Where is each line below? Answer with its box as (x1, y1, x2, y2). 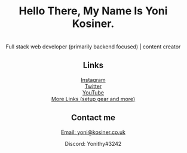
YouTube (82, 88, 105, 96)
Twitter (84, 82, 102, 90)
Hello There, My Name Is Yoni (19, 4, 168, 18)
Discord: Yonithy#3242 (65, 140, 122, 147)
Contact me (70, 112, 116, 123)
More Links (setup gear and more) (51, 95, 136, 102)
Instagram (81, 76, 106, 83)
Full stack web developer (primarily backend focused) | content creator (5, 43, 181, 50)
